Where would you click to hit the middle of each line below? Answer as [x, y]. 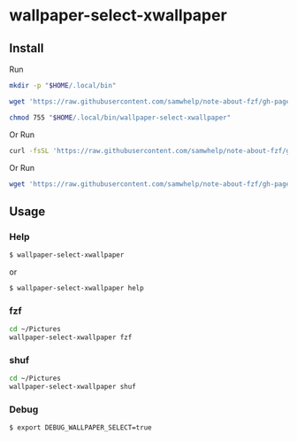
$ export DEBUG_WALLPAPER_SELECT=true [80, 428]
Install [27, 48]
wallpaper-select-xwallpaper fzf [71, 337]
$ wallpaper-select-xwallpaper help [76, 288]
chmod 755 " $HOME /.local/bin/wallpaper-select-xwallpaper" [120, 117]
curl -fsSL [29, 151]
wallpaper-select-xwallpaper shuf [73, 387]
